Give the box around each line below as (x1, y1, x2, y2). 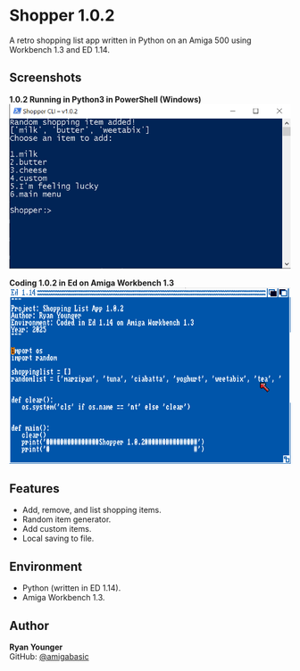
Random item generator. (21, 514, 112, 525)
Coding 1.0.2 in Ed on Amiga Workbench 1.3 (9, 278, 175, 288)
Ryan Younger (9, 642, 63, 652)
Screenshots (9, 70, 82, 86)
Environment (9, 559, 83, 574)
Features (9, 481, 60, 496)
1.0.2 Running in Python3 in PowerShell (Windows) (9, 94, 202, 104)
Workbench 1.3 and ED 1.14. (9, 44, 110, 54)
